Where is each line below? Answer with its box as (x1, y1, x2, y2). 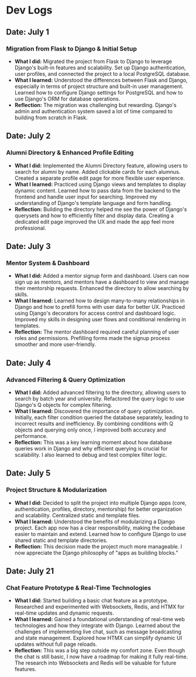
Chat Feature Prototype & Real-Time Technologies (6, 584, 152, 592)
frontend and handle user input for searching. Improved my (14, 193, 157, 200)
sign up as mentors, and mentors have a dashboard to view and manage (14, 278, 189, 285)
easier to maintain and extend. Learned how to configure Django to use (14, 530, 187, 537)
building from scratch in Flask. (14, 114, 88, 121)
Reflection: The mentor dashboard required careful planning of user (14, 328, 180, 335)
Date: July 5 (6, 468, 51, 479)
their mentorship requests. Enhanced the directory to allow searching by (14, 285, 189, 292)
